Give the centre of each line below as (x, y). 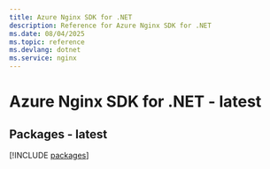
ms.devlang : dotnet (45, 50)
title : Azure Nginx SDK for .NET (71, 17)
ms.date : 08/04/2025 (47, 33)
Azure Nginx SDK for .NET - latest (135, 102)
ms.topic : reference (47, 42)
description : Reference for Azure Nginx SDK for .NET (111, 26)
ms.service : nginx (43, 58)
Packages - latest (58, 134)
